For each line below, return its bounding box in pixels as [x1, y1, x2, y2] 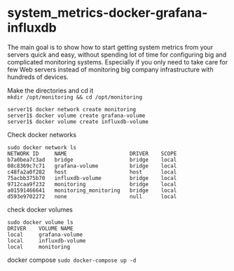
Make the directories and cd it [7, 86, 94, 95]
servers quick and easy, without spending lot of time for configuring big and [7, 50, 227, 59]
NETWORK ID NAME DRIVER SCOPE [7, 150, 177, 157]
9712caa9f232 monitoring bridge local [7, 181, 177, 188]
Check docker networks [7, 130, 77, 139]
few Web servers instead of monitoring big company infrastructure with [7, 65, 214, 74]
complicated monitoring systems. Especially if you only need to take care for [7, 57, 228, 66]
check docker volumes [7, 205, 74, 214]
